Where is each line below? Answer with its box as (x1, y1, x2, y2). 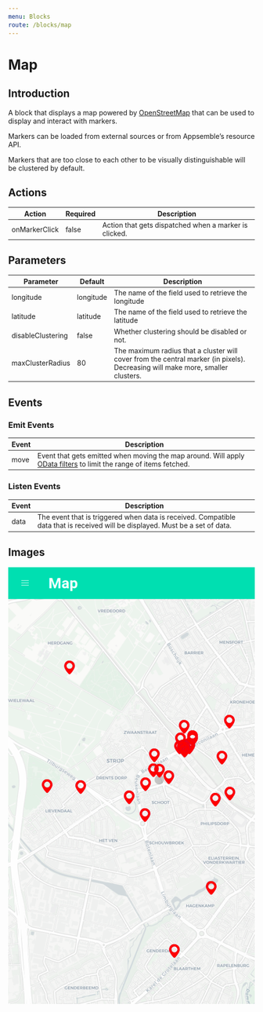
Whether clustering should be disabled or (113, 327, 247, 336)
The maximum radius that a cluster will (113, 345, 238, 355)
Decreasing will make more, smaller (113, 362, 229, 372)
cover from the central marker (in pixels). (113, 354, 246, 364)
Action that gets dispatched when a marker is (102, 221, 248, 230)
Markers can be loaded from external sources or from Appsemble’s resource (8, 131, 255, 141)
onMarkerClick (11, 225, 59, 234)
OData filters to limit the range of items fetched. (37, 459, 190, 469)
